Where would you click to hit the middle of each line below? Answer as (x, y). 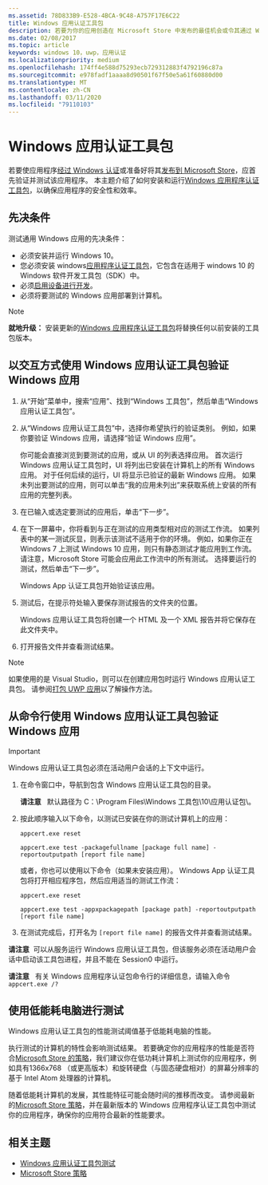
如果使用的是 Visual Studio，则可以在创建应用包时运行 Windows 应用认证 (128, 678)
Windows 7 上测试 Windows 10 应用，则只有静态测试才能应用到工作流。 (138, 548)
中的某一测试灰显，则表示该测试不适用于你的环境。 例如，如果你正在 (140, 539)
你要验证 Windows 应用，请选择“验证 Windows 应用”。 (110, 438)
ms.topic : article (39, 45)
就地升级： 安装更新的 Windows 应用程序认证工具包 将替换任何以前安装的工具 (134, 327)
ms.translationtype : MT (48, 82)
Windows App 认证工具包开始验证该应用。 (89, 585)
